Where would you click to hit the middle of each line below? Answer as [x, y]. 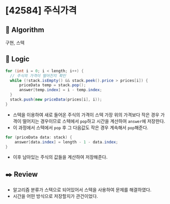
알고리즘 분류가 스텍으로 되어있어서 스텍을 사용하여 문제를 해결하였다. [82, 190]
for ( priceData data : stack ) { [39, 137]
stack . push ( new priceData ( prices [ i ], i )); [56, 100]
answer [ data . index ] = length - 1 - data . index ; [66, 142]
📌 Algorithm [25, 29]
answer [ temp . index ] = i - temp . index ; [60, 90]
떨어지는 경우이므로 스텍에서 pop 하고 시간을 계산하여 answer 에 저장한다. [94, 121]
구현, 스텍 [15, 43]
